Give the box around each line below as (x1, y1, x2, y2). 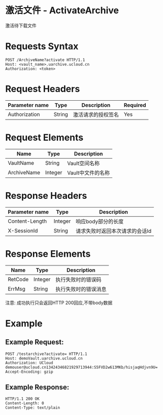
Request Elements (5, 132, 84, 143)
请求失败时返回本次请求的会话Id (75, 227, 152, 234)
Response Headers (5, 190, 87, 201)
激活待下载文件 (5, 22, 37, 28)
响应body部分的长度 (75, 218, 124, 225)
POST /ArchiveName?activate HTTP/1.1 (5, 57, 85, 63)
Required (123, 101, 146, 108)
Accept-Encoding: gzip (5, 369, 53, 374)
